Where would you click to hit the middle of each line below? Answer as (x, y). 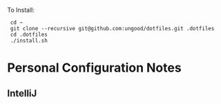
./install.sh (29, 41)
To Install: (21, 10)
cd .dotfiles (29, 34)
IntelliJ (22, 93)
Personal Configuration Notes (94, 68)
